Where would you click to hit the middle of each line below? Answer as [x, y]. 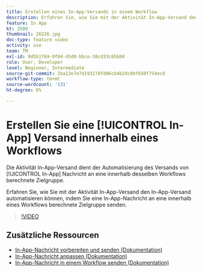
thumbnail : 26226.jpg [33, 34]
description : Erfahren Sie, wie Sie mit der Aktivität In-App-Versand [96, 17]
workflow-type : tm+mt [33, 79]
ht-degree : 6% [24, 90]
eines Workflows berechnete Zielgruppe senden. [67, 205]
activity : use [24, 46]
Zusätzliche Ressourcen [53, 235]
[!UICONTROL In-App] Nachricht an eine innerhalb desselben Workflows [96, 174]
